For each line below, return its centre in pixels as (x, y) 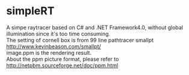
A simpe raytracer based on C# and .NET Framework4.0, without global (95, 27)
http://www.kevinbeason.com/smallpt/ (54, 46)
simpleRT (30, 11)
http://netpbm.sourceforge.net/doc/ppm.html (62, 65)
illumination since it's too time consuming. (58, 33)
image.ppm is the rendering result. (49, 52)
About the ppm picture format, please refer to (63, 59)
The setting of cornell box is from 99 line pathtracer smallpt (80, 40)
